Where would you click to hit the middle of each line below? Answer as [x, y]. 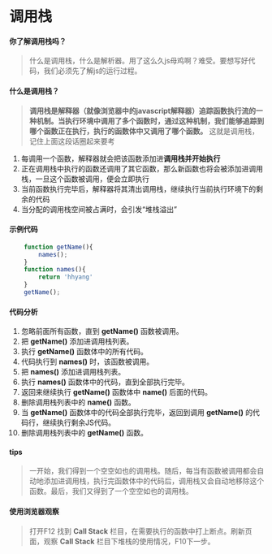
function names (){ [55, 270]
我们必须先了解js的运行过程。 [93, 71]
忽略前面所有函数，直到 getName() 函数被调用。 [102, 331]
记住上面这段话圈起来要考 [72, 141]
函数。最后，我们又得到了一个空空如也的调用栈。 [111, 491]
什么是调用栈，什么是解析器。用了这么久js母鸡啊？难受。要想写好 [138, 61]
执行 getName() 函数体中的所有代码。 [84, 352]
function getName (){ [58, 247]
